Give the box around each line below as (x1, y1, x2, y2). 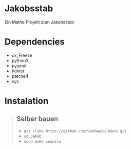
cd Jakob (23, 134, 42, 139)
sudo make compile (23, 139, 61, 144)
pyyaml (11, 63, 27, 68)
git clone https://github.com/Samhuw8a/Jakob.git (23, 128, 127, 133)
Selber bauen (16, 115, 58, 123)
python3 (11, 57, 29, 64)
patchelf (11, 73, 29, 79)
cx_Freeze (11, 52, 33, 58)
